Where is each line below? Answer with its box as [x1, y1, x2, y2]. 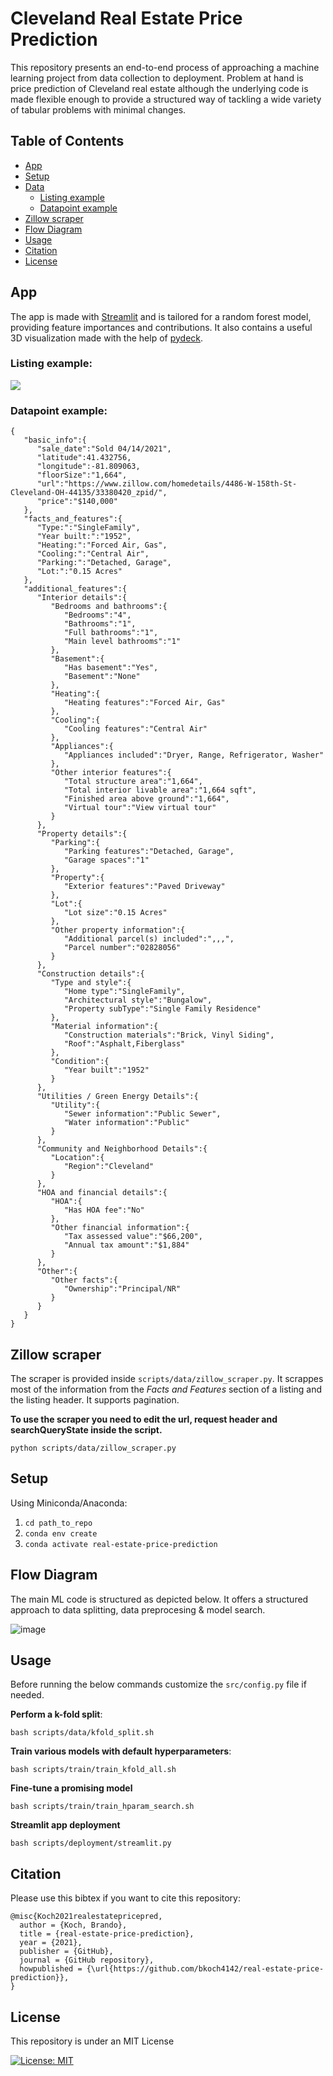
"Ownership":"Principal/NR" [63, 1284, 182, 1294]
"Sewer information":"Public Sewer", [63, 1109, 222, 1119]
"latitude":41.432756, [36, 453, 132, 463]
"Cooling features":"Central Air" [63, 724, 208, 734]
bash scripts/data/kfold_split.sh [10, 1728, 155, 1738]
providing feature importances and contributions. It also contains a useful [10, 321, 313, 333]
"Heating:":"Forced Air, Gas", [36, 540, 168, 551]
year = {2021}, [19, 1938, 83, 1948]
